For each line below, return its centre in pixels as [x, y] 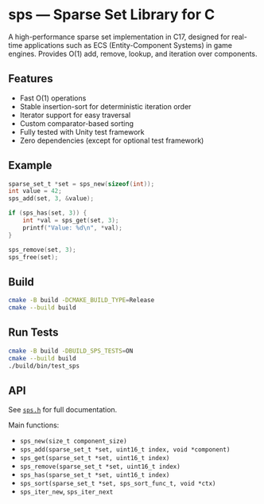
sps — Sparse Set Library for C [112, 15]
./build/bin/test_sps [44, 366]
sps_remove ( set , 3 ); [43, 250]
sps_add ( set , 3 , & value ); [51, 199]
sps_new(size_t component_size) [73, 441]
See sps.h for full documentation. [63, 410]
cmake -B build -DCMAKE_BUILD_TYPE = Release [82, 301]
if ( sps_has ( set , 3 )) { [48, 213]
